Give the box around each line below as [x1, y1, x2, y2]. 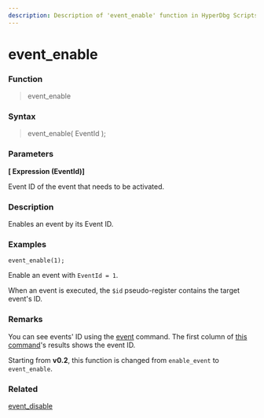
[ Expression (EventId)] [8, 166, 85, 176]
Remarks [8, 314, 43, 325]
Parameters [8, 149, 53, 160]
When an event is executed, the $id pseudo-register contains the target [8, 286, 240, 295]
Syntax [8, 111, 36, 122]
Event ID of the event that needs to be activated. [8, 182, 165, 191]
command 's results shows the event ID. [8, 340, 136, 350]
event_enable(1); [8, 257, 65, 264]
